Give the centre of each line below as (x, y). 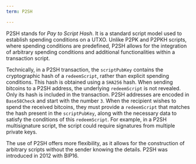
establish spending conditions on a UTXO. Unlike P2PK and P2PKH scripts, (96, 39)
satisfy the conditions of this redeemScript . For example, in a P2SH (87, 119)
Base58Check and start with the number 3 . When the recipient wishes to (91, 101)
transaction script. (28, 58)
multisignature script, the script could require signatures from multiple (91, 125)
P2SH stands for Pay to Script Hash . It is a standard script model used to (94, 33)
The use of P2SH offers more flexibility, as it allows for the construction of (95, 143)
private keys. (22, 132)
